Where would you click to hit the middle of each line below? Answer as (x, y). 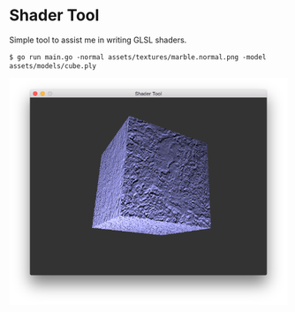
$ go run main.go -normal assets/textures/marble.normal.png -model (138, 57)
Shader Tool (54, 15)
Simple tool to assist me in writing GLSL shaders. (98, 40)
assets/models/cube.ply (53, 66)
